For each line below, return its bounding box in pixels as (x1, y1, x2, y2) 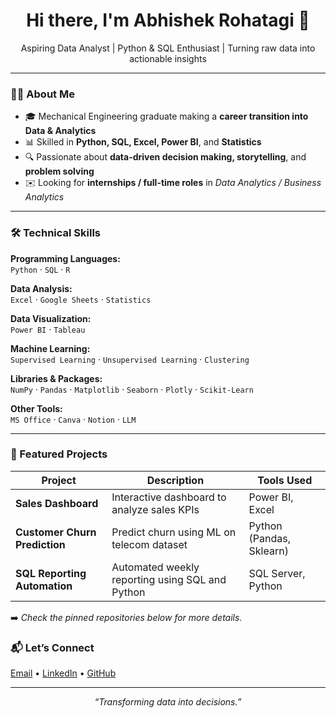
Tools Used (257, 473, 313, 487)
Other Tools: (10, 402, 63, 414)
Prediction (15, 537, 66, 551)
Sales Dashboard (15, 496, 99, 510)
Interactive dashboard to (111, 490, 227, 504)
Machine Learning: (10, 342, 91, 354)
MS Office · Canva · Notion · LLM (10, 413, 137, 425)
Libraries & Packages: (10, 372, 103, 384)
